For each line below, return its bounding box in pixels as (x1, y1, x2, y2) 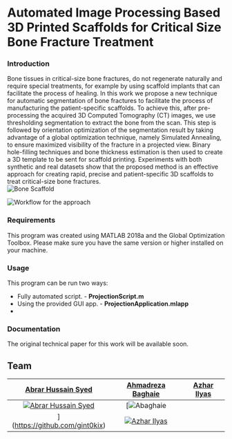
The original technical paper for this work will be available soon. (7, 340, 188, 348)
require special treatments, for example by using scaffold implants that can (7, 82, 220, 91)
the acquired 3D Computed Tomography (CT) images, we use (40, 111, 216, 120)
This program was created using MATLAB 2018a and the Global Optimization (7, 231, 225, 239)
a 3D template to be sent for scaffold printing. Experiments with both (7, 156, 202, 164)
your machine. (7, 245, 48, 254)
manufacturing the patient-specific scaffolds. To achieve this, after (7, 104, 197, 112)
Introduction (7, 59, 50, 68)
